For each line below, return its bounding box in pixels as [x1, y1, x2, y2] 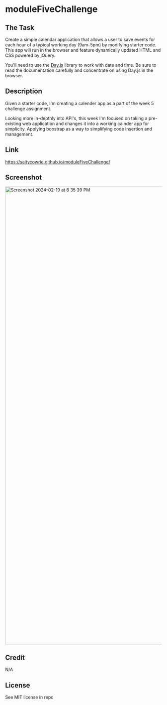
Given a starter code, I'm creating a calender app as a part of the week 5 [5, 100, 154, 106]
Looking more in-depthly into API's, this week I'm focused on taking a [5, 115, 148, 121]
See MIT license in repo [5, 694, 54, 701]
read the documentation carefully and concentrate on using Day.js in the [5, 67, 153, 73]
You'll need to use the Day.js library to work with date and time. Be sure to [5, 62, 157, 68]
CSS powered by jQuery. [5, 52, 56, 58]
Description [5, 87, 42, 96]
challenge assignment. [5, 106, 52, 112]
